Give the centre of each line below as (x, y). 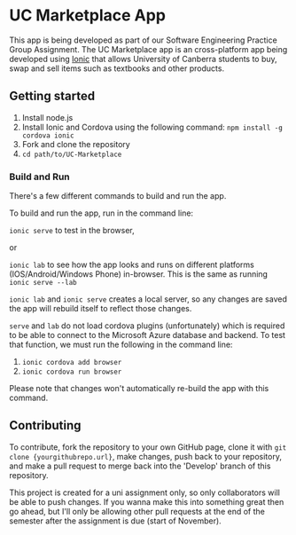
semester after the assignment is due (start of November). (115, 521)
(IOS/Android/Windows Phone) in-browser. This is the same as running (139, 274)
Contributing (45, 425)
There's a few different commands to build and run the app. (118, 196)
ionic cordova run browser (72, 372)
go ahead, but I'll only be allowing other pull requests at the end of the (137, 511)
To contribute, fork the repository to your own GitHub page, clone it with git (148, 447)
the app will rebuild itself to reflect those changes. (101, 309)
